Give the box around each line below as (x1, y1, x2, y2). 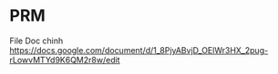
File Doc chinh (9, 35, 64, 46)
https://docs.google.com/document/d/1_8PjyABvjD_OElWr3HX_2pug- (9, 44, 269, 55)
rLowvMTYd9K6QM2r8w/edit (9, 54, 120, 65)
